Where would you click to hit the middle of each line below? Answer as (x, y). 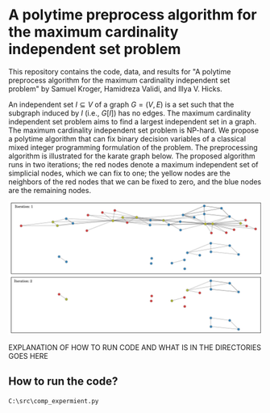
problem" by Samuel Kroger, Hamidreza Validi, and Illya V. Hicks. (116, 88)
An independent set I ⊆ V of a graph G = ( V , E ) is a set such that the (121, 104)
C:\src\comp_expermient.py (54, 401)
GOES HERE (28, 356)
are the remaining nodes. (50, 190)
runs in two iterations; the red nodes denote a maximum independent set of (133, 164)
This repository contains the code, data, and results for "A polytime (120, 71)
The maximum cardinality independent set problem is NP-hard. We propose (134, 130)
